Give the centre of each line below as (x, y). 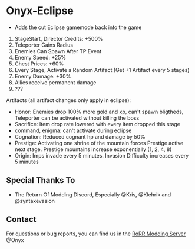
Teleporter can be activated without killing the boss (77, 118)
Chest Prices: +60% (39, 64)
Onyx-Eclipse (40, 11)
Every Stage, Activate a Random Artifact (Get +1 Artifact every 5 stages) (102, 70)
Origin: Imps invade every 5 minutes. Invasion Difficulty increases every (102, 155)
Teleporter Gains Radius (44, 45)
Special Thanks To (41, 180)
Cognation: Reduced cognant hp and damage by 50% (80, 136)
